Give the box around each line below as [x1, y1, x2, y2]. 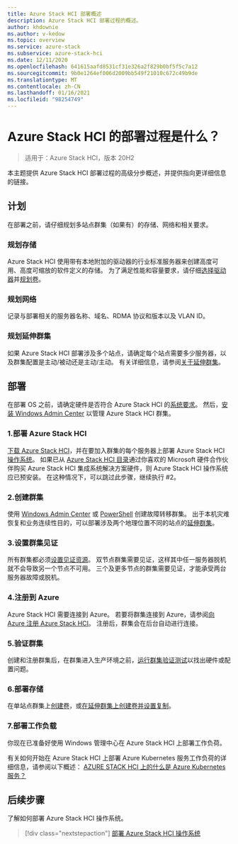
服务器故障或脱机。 [7, 573, 64, 582]
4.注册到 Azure [7, 592, 59, 602]
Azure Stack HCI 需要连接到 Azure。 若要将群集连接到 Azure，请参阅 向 [7, 610, 215, 619]
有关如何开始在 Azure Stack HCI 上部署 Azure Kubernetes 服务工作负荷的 [7, 753, 221, 762]
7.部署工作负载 [7, 721, 57, 731]
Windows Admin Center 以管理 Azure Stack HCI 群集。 [15, 409, 175, 418]
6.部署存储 [7, 684, 44, 694]
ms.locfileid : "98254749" [7, 96, 84, 103]
